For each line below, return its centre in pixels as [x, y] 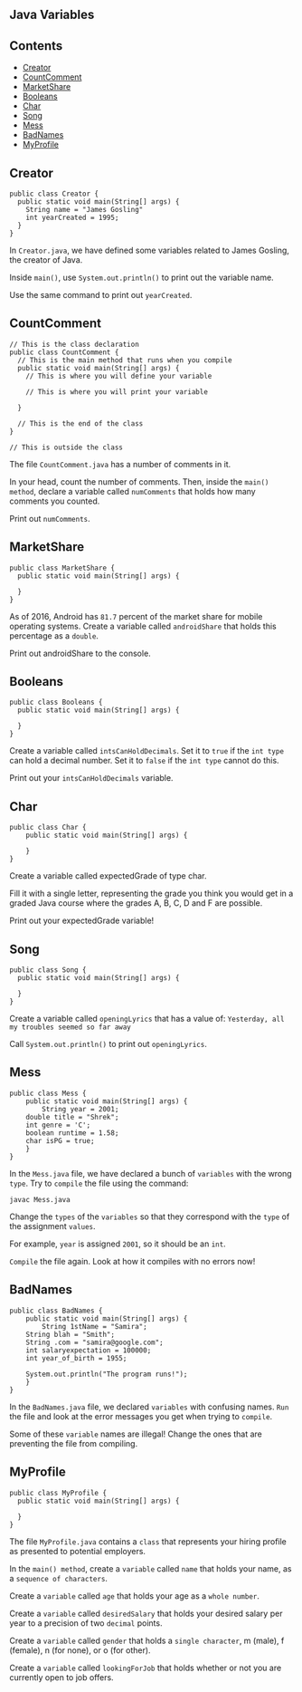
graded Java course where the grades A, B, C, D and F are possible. [136, 903]
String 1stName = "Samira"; [94, 1326]
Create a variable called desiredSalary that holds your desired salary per [146, 1613]
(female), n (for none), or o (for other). [80, 1650]
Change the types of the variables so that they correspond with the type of [150, 1216]
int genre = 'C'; [58, 1125]
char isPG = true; [60, 1140]
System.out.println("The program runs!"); [107, 1374]
